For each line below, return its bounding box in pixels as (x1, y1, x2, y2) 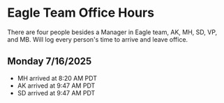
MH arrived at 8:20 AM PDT (17, 74, 98, 82)
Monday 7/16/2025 (7, 56, 92, 68)
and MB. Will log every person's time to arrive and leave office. (7, 35, 188, 43)
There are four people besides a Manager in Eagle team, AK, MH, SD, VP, (7, 28, 218, 36)
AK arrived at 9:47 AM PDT (17, 81, 96, 90)
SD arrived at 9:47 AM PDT (17, 88, 96, 97)
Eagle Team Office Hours (7, 5, 155, 21)
